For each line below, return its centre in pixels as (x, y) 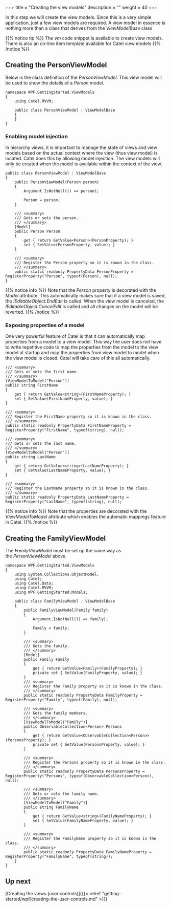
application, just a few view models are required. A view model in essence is (86, 23)
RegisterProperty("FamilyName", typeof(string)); (59, 857)
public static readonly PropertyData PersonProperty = (74, 272)
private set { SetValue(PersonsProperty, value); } (89, 745)
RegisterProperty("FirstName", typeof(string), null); (65, 430)
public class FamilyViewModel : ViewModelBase (65, 601)
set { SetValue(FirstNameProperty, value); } (64, 399)
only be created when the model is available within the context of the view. (84, 164)
